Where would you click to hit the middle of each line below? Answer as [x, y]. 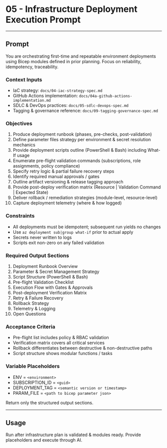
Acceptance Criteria [30, 327]
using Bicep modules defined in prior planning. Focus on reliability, [74, 61]
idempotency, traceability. [32, 67]
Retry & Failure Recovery [38, 298]
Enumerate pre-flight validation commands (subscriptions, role [77, 161]
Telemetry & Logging [34, 308]
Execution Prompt [43, 20]
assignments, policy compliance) [46, 166]
